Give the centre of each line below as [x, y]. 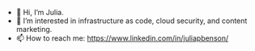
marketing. [34, 29]
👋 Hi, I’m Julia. [40, 12]
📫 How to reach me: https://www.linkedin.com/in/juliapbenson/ [122, 38]
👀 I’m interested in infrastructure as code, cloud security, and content [132, 21]
